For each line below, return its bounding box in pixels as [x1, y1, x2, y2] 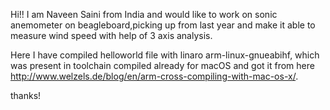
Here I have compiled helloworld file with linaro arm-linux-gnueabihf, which [10, 49, 320, 61]
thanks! [10, 90, 42, 101]
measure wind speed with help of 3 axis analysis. [10, 30, 213, 41]
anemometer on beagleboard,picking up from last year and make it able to [10, 19, 316, 31]
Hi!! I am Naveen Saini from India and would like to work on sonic [10, 9, 278, 20]
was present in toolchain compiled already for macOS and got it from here [10, 60, 315, 71]
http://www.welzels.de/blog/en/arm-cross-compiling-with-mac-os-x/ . [10, 70, 299, 82]
